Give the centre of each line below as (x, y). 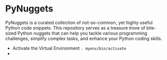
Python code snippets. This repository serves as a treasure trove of (75, 27)
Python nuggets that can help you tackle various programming (82, 33)
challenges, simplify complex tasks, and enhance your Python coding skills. (84, 38)
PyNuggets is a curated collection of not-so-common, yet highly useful (79, 22)
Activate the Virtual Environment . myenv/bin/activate (69, 48)
